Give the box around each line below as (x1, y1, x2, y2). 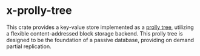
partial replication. (6, 43, 52, 50)
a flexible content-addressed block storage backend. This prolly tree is (6, 30, 183, 37)
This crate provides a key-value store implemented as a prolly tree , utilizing (6, 23, 194, 31)
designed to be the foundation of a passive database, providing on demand (6, 36, 195, 43)
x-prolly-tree (6, 4, 72, 17)
